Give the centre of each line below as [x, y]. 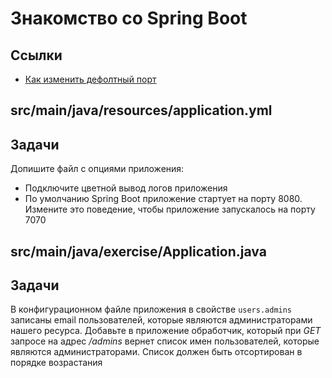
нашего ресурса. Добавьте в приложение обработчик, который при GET [166, 331]
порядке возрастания [56, 363]
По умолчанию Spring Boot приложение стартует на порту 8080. [163, 199]
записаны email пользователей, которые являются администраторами [161, 320]
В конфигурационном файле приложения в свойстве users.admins [151, 309]
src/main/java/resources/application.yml [141, 110]
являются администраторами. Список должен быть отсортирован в [156, 352]
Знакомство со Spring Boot [129, 18]
